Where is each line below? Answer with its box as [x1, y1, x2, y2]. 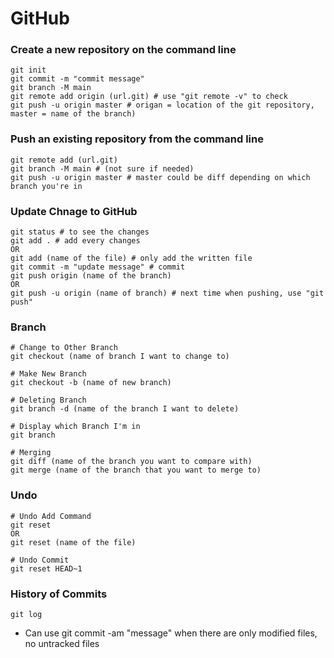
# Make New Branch [10, 369, 87, 379]
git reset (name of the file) [10, 537, 137, 547]
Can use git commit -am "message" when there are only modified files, [24, 627, 318, 639]
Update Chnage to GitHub [10, 204, 138, 218]
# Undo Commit [10, 555, 70, 565]
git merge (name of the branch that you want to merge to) [10, 465, 262, 476]
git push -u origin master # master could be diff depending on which [10, 172, 311, 182]
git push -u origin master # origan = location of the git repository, [10, 100, 315, 111]
